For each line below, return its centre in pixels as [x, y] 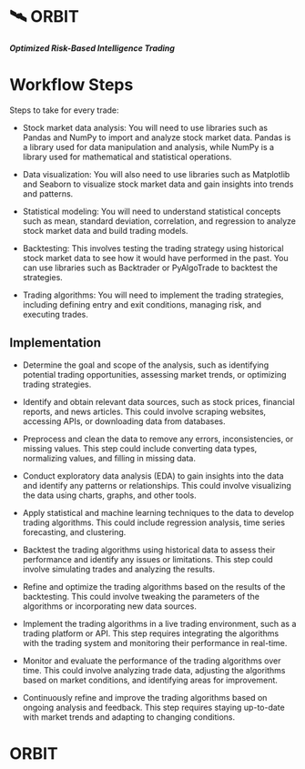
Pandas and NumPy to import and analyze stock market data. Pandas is [157, 137]
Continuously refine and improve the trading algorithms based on [145, 697]
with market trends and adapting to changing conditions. [128, 717]
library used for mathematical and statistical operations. [127, 157]
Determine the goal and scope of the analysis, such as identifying [146, 365]
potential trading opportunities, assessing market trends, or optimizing [154, 374]
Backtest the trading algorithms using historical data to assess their [149, 550]
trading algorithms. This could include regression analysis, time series [153, 522]
